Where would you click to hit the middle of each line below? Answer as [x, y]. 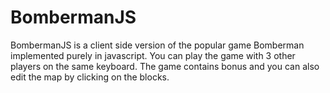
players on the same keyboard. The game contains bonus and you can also [165, 66]
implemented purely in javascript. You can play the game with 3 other [153, 55]
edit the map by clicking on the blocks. [90, 77]
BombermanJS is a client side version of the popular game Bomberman [157, 45]
